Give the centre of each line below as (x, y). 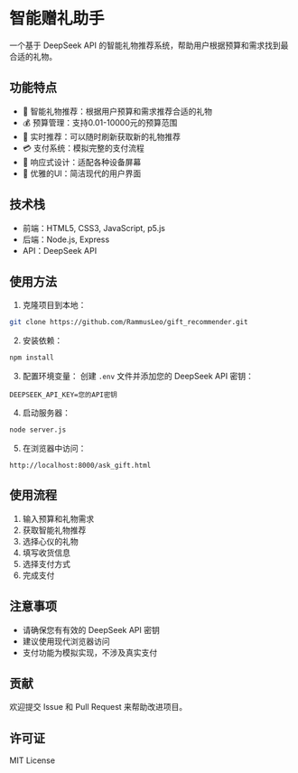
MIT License (33, 760)
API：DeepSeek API (60, 250)
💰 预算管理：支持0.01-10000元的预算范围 (100, 122)
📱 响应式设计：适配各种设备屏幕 (82, 162)
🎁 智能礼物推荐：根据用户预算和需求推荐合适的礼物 (117, 111)
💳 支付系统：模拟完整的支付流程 (83, 148)
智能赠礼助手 (57, 19)
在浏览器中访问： (54, 448)
